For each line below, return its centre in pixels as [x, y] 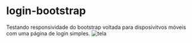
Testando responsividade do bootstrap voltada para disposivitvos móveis [96, 27]
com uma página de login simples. [48, 33]
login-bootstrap [46, 11]
